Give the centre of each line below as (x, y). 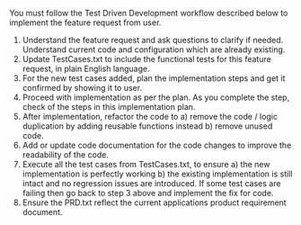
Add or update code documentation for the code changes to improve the (157, 145)
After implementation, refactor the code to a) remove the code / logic (150, 117)
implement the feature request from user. (85, 22)
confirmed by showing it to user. (82, 88)
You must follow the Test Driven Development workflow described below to (149, 13)
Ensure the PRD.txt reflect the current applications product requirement (154, 202)
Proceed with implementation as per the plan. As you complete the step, (156, 97)
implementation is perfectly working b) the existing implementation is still (157, 174)
